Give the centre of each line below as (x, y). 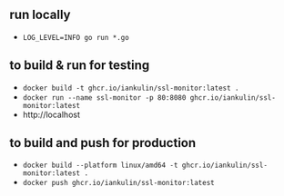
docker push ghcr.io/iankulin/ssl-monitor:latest (119, 183)
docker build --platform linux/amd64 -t (100, 166)
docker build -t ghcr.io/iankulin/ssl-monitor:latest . (131, 88)
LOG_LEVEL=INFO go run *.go (76, 37)
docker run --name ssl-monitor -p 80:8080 (104, 98)
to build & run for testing (80, 66)
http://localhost (51, 114)
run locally (40, 15)
